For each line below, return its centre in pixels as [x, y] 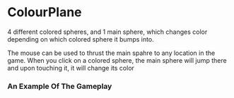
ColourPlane [45, 12]
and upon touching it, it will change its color [71, 68]
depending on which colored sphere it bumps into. [81, 39]
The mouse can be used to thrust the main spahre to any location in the [111, 53]
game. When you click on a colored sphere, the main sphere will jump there [117, 60]
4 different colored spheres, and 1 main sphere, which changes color [107, 32]
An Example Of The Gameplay [60, 86]
